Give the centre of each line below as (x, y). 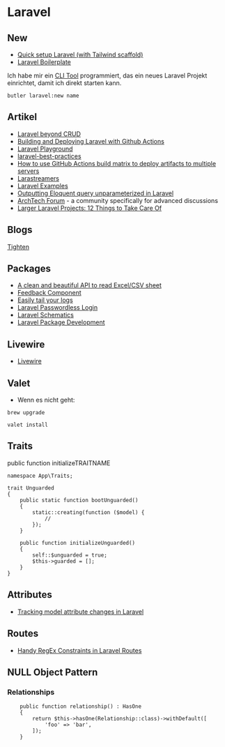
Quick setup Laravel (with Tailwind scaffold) (80, 54)
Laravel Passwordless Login (57, 308)
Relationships (31, 692)
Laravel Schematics (46, 315)
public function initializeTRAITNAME (59, 463)
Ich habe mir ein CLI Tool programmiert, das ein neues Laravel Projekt (107, 75)
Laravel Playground (45, 149)
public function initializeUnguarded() (78, 543)
